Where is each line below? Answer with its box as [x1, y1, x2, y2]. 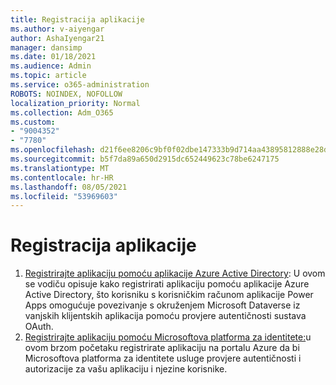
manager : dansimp [10, 42, 83, 53]
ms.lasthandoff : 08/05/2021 [10, 182, 128, 192]
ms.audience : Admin [10, 61, 92, 71]
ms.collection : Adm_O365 [10, 107, 114, 118]
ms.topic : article [10, 71, 87, 81]
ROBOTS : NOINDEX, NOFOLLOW [10, 89, 123, 99]
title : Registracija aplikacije [10, 14, 145, 25]
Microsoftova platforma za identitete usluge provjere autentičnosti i [24, 352, 302, 365]
